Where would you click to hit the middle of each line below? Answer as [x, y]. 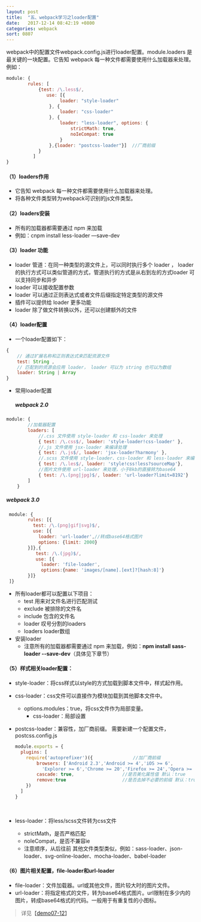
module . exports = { [39, 747]
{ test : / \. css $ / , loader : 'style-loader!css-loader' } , [111, 441]
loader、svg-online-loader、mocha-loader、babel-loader [95, 856]
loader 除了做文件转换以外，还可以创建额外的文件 [76, 309]
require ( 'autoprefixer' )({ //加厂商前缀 [93, 757]
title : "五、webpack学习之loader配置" [53, 17]
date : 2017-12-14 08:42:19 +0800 [51, 23]
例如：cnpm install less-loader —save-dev [67, 235]
